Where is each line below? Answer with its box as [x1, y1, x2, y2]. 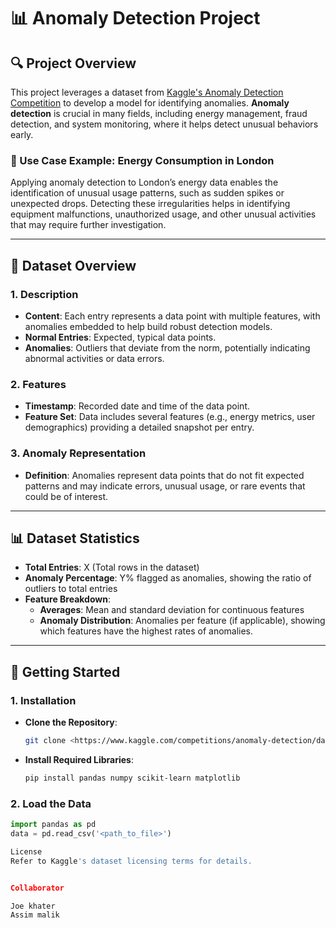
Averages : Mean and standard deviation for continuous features [39, 604, 305, 616]
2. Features [10, 377, 67, 391]
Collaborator [10, 883, 65, 893]
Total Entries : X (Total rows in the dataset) [24, 561, 200, 574]
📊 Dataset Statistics [10, 530, 140, 547]
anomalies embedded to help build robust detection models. [24, 320, 273, 332]
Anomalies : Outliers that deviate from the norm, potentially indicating [24, 341, 311, 354]
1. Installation [10, 693, 77, 707]
